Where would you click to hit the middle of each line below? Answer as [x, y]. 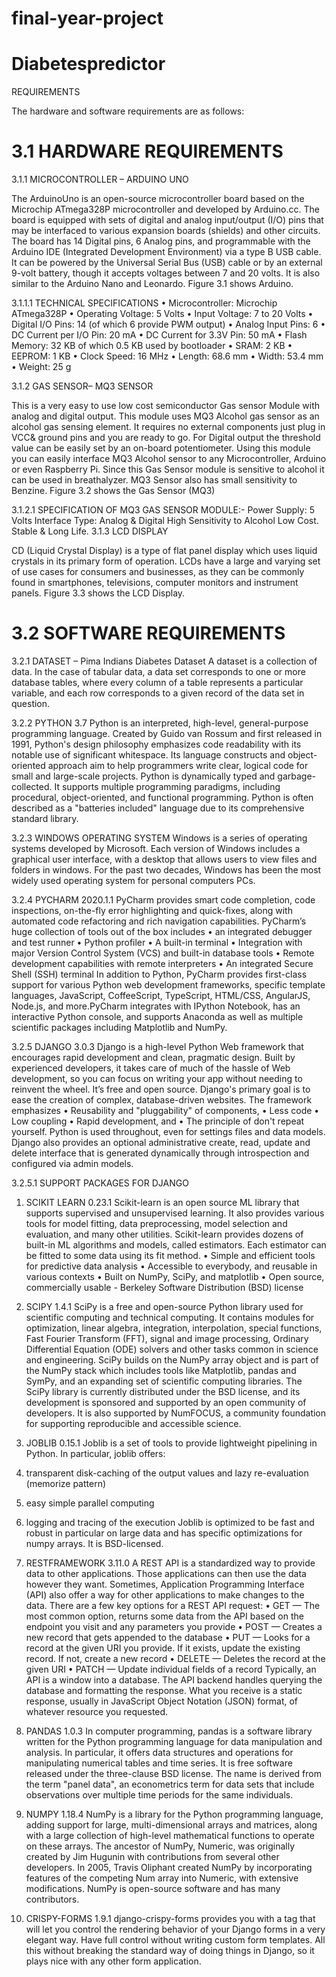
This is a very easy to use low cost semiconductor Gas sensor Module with [166, 406]
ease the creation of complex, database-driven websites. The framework [162, 1100]
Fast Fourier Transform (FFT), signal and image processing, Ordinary [167, 1338]
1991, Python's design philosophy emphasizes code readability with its [156, 744]
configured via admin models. [72, 1163]
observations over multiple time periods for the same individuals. [159, 1795]
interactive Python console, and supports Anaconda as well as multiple [157, 1016]
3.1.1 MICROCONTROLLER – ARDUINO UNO [100, 179]
